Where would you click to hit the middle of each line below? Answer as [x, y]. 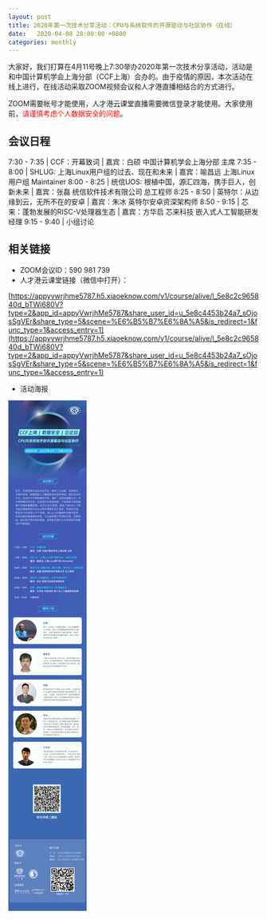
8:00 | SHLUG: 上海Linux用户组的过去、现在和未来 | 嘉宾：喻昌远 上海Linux [132, 172]
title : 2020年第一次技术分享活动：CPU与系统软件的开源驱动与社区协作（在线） [122, 25]
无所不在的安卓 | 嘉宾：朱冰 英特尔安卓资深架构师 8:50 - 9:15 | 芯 [142, 202]
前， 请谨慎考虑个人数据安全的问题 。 [68, 114]
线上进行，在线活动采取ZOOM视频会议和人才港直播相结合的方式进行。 [124, 87]
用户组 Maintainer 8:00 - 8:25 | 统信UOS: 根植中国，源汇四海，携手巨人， [129, 182]
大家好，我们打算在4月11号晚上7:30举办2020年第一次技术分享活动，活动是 [131, 67]
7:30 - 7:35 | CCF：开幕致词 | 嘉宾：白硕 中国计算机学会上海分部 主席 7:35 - [133, 162]
